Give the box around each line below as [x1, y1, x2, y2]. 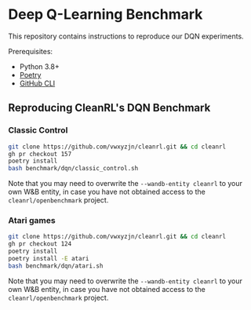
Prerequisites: [8, 46, 53, 56]
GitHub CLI [19, 78, 56, 88]
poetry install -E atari [8, 255, 89, 263]
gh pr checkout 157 [8, 150, 72, 158]
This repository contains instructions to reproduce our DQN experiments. [8, 31, 245, 41]
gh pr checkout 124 [8, 240, 72, 248]
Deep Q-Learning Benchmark [8, 5, 203, 24]
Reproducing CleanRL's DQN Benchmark [8, 101, 211, 115]
